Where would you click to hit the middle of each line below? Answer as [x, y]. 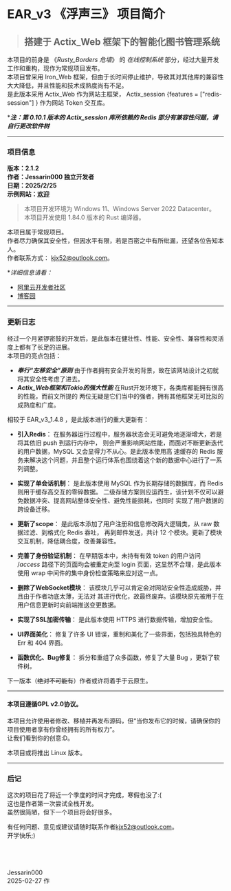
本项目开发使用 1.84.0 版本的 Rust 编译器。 [84, 217]
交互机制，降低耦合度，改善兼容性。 [68, 541]
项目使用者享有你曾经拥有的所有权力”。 [63, 729]
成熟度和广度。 [38, 405]
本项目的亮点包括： [34, 355]
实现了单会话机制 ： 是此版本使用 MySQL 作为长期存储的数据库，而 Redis [120, 483]
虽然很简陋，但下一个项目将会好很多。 [61, 812]
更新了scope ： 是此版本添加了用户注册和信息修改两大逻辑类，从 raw [114, 523]
